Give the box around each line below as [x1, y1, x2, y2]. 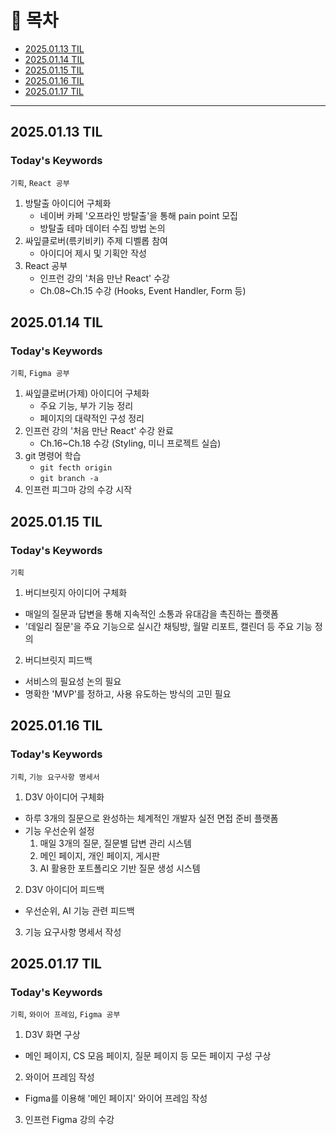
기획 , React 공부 [10, 176, 70, 188]
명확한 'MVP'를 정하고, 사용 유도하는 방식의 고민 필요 [24, 688, 232, 700]
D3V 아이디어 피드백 [24, 883, 105, 895]
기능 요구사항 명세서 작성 [24, 926, 122, 938]
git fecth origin [39, 463, 113, 473]
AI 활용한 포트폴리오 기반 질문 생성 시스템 [39, 862, 201, 874]
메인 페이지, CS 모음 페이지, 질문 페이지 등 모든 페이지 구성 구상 [24, 1050, 272, 1062]
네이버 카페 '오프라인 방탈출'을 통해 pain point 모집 [39, 209, 238, 221]
